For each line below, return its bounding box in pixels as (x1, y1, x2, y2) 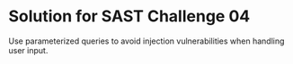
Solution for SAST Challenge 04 (8, 6, 251, 27)
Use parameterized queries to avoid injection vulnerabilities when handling (8, 36, 285, 46)
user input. (8, 44, 49, 55)
